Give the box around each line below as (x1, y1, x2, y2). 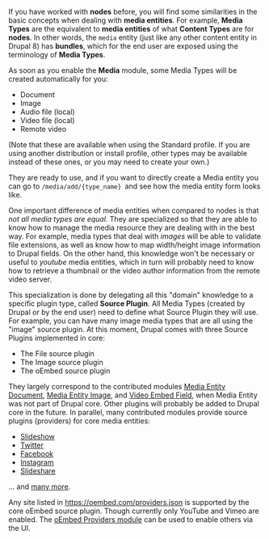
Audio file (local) (19, 107, 75, 117)
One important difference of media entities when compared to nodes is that (8, 206, 259, 215)
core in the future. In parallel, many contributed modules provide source (8, 408, 248, 417)
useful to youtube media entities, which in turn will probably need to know (8, 257, 254, 266)
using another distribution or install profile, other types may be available (8, 149, 248, 158)
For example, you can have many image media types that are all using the (8, 316, 253, 325)
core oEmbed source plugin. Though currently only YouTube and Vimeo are (8, 506, 260, 516)
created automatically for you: (8, 74, 108, 83)
